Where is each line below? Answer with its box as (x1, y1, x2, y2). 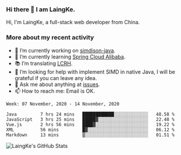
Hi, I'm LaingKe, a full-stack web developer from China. (6, 19, 140, 26)
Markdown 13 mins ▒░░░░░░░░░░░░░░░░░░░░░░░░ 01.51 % (6, 132, 175, 138)
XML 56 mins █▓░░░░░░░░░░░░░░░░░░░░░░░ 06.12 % (6, 127, 175, 133)
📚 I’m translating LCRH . (14, 60, 73, 67)
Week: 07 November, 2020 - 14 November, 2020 (6, 101, 119, 107)
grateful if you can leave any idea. (14, 74, 97, 81)
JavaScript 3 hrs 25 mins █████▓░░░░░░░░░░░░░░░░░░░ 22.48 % (6, 116, 175, 123)
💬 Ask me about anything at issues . (14, 81, 100, 88)
